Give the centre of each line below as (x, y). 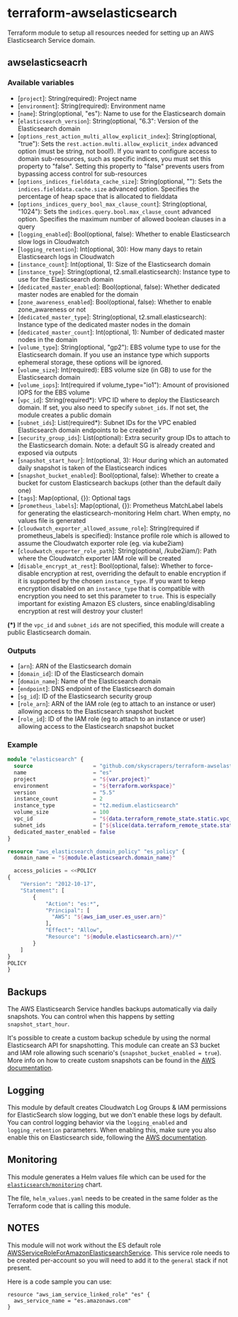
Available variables (41, 83)
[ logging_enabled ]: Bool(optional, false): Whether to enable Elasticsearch (124, 234)
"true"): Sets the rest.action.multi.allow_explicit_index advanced (118, 143)
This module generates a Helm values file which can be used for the (107, 1177)
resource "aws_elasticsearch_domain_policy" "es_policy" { (96, 852)
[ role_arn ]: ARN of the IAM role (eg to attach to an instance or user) (117, 703)
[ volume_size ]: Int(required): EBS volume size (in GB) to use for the (114, 370)
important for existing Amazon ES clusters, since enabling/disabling (116, 603)
